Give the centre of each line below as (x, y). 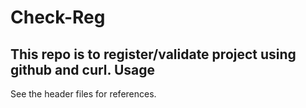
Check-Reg (58, 17)
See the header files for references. (83, 94)
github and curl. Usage (82, 69)
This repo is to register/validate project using (153, 54)
